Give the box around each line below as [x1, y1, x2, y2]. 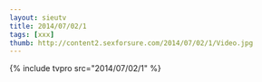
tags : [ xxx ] [9, 30, 54, 39]
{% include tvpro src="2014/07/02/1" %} [9, 63, 161, 74]
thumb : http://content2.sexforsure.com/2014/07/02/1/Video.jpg [9, 38, 254, 48]
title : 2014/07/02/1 [9, 22, 88, 31]
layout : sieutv [9, 13, 67, 23]
